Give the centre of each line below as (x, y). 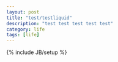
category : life (26, 29)
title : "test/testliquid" (39, 18)
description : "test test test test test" (60, 23)
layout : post (23, 12)
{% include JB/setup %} (37, 52)
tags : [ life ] (23, 35)
